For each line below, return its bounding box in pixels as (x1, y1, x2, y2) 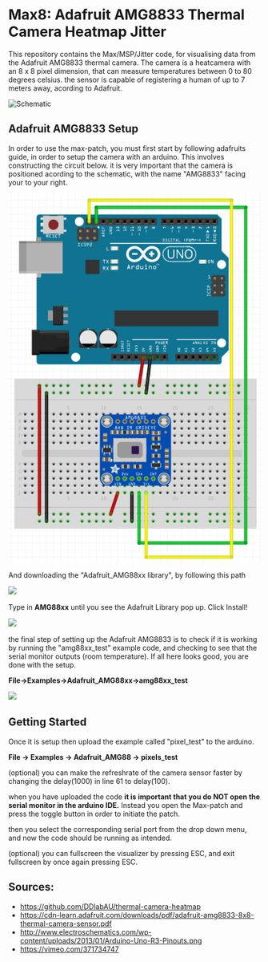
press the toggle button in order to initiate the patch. (8, 809, 180, 818)
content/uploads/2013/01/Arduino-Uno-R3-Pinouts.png (19, 936, 202, 945)
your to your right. (8, 177, 68, 187)
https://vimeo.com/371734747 (19, 944, 119, 954)
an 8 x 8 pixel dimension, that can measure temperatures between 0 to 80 (8, 66, 252, 75)
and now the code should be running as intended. (8, 833, 172, 842)
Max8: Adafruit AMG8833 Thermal (8, 6, 246, 24)
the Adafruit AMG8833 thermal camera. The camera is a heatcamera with (8, 58, 250, 67)
